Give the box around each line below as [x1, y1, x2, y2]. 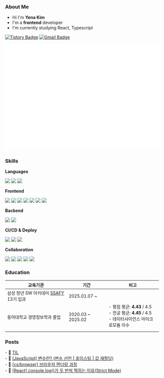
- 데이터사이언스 [108, 316, 141, 322]
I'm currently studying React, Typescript [12, 25, 93, 31]
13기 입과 [7, 296, 26, 302]
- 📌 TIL [5, 350, 19, 356]
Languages [5, 168, 28, 174]
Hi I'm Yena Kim [12, 15, 45, 21]
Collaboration [5, 247, 33, 252]
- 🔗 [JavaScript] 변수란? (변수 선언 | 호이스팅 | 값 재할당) [5, 356, 114, 361]
